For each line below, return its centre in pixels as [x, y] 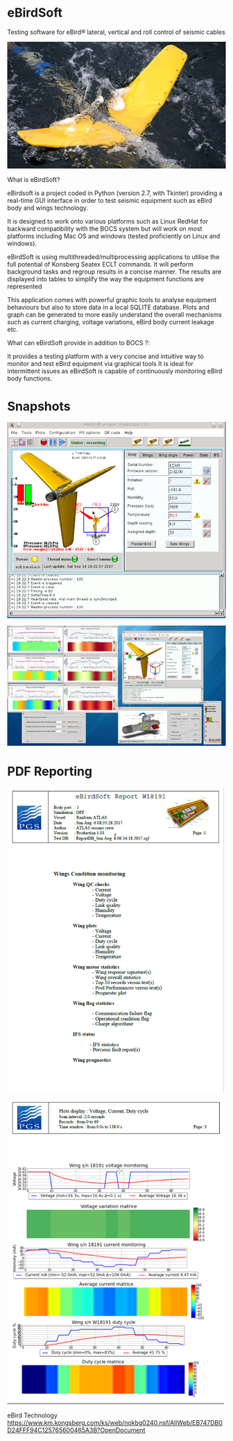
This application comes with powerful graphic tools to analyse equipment [112, 299]
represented [25, 286]
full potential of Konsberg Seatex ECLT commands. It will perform [101, 264]
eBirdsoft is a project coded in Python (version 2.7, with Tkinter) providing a [115, 193]
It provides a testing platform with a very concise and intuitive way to [106, 356]
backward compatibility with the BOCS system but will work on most [105, 228]
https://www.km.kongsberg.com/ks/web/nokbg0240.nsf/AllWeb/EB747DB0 [115, 1422]
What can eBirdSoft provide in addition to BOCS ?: [79, 342]
